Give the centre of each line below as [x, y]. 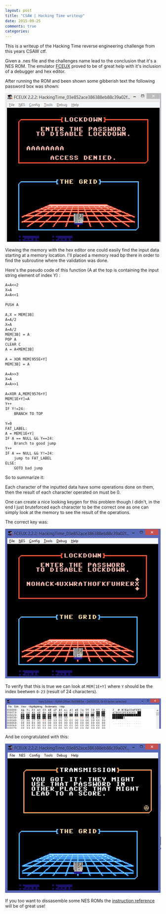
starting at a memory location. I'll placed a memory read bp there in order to [82, 255]
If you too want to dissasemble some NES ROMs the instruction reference [80, 901]
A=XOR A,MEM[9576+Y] [26, 394]
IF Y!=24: [15, 408]
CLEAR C [13, 344]
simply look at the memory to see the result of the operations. [68, 512]
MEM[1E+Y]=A [17, 399]
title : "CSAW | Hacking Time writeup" [45, 16]
